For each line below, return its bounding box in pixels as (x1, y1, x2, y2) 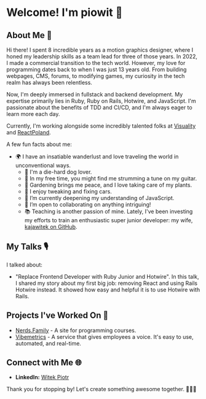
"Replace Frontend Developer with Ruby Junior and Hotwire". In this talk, (15, 273, 199, 280)
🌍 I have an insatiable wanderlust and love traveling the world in (15, 153, 179, 160)
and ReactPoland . (6, 129, 51, 136)
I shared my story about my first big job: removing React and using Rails (15, 279, 198, 287)
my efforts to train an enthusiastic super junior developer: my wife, (24, 217, 193, 223)
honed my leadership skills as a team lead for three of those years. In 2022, (6, 53, 198, 60)
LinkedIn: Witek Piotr (15, 374, 69, 381)
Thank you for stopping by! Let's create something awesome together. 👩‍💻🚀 (6, 385, 197, 393)
